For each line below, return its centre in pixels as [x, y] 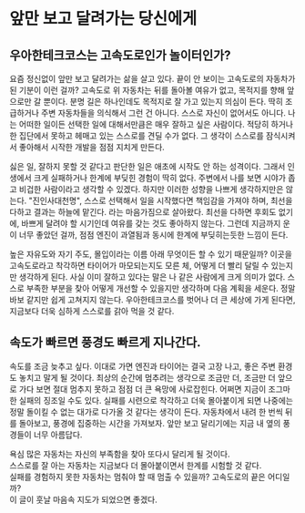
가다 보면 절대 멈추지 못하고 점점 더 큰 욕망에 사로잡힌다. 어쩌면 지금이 [142, 389]
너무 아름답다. [58, 435]
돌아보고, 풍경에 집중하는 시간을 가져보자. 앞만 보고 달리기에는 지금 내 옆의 [150, 423]
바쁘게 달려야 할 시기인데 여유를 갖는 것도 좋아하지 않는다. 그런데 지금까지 [151, 223]
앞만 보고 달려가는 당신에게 [103, 19]
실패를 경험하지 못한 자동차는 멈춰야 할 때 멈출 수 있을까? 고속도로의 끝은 [137, 477]
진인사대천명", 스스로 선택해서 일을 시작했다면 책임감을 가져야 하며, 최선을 [163, 200]
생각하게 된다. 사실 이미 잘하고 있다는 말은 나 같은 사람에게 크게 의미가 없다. [152, 277]
